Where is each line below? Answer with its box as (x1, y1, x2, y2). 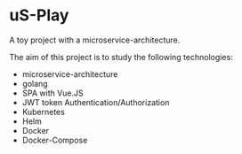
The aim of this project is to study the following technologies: (9, 51, 233, 62)
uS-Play (9, 5, 69, 26)
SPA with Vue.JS (21, 88, 85, 98)
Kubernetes (21, 106, 65, 117)
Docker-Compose (21, 135, 88, 145)
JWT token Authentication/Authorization (21, 96, 170, 107)
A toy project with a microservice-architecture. (9, 35, 181, 45)
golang (21, 78, 48, 89)
